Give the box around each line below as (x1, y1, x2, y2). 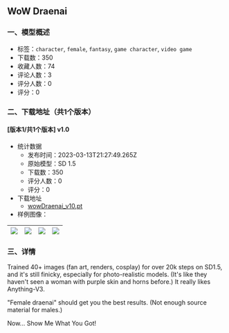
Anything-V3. (7, 285, 45, 294)
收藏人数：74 (17, 62, 55, 70)
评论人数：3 (17, 71, 52, 79)
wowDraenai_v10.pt (27, 201, 83, 210)
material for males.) (7, 306, 63, 314)
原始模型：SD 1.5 (27, 159, 76, 168)
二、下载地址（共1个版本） (7, 107, 95, 116)
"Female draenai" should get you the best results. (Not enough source (7, 298, 208, 307)
